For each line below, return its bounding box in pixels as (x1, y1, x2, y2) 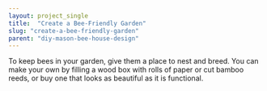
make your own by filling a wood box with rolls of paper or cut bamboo (8, 65, 244, 75)
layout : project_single (8, 11, 89, 20)
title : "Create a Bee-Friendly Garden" (8, 19, 147, 27)
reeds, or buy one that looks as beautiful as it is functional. (8, 73, 204, 83)
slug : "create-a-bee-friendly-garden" (8, 27, 139, 35)
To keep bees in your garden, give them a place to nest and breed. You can (8, 56, 259, 66)
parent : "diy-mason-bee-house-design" (8, 34, 139, 43)
